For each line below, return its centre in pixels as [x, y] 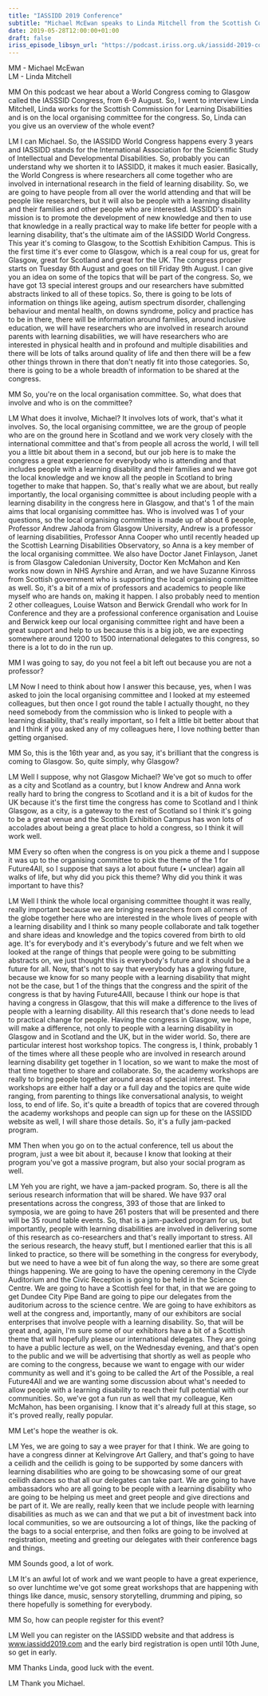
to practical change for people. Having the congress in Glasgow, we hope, [130, 1020]
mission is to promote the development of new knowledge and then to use [130, 218]
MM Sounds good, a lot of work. [61, 1564]
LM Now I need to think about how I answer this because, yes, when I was [130, 686]
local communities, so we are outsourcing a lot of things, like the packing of [132, 1523]
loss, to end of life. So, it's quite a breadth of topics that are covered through [134, 1105]
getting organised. [38, 737]
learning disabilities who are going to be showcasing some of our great [125, 1472]
